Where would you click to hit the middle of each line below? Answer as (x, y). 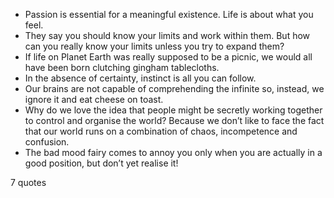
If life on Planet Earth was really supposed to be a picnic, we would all (168, 57)
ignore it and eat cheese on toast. (94, 99)
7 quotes (28, 182)
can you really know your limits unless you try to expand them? (154, 46)
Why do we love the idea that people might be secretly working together (173, 110)
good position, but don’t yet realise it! (101, 163)
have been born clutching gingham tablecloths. (122, 67)
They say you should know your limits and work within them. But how (167, 35)
